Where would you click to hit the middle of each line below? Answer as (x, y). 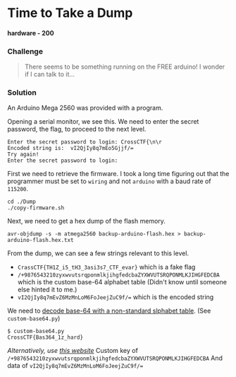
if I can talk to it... (50, 74)
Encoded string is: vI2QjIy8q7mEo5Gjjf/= (70, 149)
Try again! (23, 155)
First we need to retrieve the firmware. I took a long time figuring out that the (118, 174)
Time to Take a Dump (70, 13)
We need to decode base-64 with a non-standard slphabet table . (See (109, 311)
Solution (22, 92)
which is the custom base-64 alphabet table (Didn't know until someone (122, 282)
